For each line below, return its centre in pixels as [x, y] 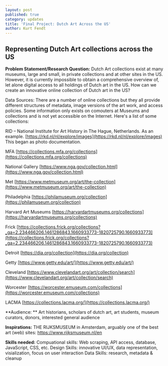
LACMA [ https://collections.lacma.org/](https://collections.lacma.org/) [77, 302]
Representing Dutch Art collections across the [79, 49]
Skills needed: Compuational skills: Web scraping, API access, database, [81, 342]
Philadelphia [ [19, 197]
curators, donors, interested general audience [53, 317]
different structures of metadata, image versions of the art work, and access [84, 105]
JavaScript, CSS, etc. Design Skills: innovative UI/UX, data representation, [81, 347]
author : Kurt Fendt [26, 29]
